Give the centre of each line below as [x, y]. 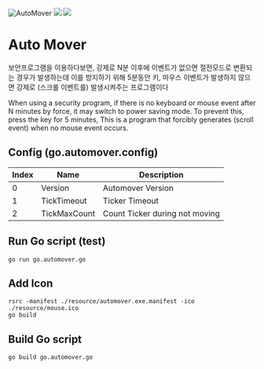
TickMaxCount [68, 214]
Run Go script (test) [57, 241]
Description [161, 174]
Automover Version [138, 188]
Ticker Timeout [131, 200]
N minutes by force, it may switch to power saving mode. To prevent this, [126, 111]
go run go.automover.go [47, 259]
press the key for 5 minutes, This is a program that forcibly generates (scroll [131, 119]
